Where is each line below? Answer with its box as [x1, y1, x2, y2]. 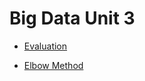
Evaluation [23, 40, 68, 52]
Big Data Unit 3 [9, 7, 136, 30]
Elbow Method [23, 59, 84, 71]
